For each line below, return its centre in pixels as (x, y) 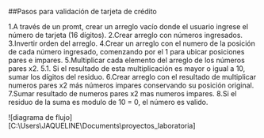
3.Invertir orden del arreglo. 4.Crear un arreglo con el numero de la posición (132, 43)
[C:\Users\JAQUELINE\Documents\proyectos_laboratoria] (102, 126)
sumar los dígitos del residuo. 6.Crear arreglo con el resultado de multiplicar (132, 77)
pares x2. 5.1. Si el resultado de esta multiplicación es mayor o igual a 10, (127, 69)
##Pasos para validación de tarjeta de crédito (82, 11)
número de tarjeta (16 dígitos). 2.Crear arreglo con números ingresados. (126, 35)
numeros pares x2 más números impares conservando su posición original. (131, 85)
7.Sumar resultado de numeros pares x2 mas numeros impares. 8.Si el (122, 93)
